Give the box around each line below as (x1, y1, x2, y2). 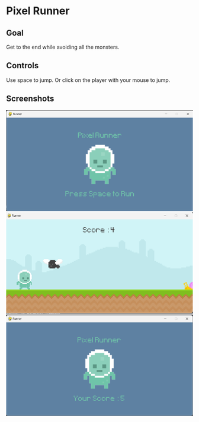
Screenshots (6, 94, 54, 104)
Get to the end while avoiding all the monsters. (6, 43, 120, 50)
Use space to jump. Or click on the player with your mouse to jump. (6, 76, 171, 84)
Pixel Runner (6, 4, 70, 18)
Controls (6, 61, 39, 71)
